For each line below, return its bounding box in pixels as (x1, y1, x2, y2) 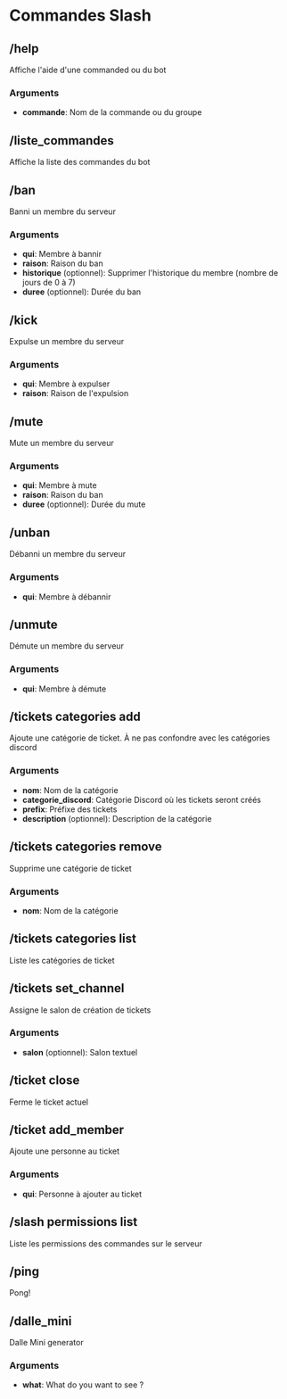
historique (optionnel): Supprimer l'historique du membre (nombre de (21, 268, 279, 278)
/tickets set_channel (9, 981, 125, 996)
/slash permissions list (9, 1214, 138, 1229)
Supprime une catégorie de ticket (9, 863, 132, 873)
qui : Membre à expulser (21, 378, 111, 389)
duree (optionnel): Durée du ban (21, 286, 142, 297)
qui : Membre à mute (21, 480, 97, 491)
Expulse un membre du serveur (9, 336, 125, 347)
